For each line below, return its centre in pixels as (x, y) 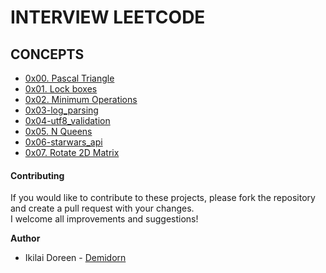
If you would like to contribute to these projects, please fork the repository (163, 198)
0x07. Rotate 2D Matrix (72, 152)
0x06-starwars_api (63, 142)
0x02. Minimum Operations (81, 99)
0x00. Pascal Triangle (69, 78)
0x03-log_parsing (61, 110)
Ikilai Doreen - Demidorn (75, 258)
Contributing (37, 175)
